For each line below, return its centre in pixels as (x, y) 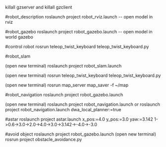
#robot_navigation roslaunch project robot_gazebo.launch (64, 95)
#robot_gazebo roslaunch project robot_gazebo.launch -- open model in (79, 32)
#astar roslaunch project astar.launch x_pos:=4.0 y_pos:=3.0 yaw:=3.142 (79, 119)
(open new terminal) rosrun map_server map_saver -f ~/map (67, 85)
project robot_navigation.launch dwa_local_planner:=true (63, 110)
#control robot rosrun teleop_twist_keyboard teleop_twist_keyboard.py (77, 46)
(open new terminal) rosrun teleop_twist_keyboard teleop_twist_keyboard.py (83, 75)
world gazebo (19, 37)
